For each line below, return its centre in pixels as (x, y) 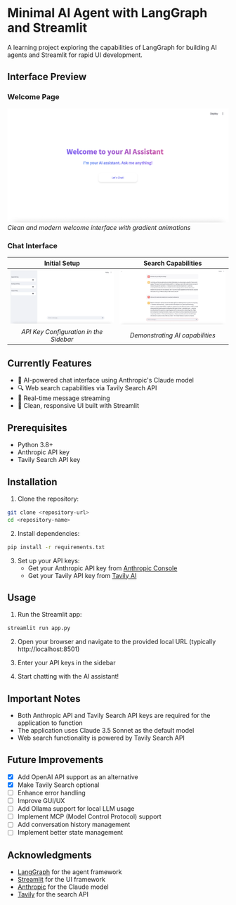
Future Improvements (55, 760)
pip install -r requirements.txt (56, 547)
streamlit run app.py (39, 628)
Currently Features (50, 363)
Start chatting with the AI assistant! (68, 676)
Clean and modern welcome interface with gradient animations (99, 227)
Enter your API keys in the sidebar (66, 663)
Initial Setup (62, 263)
